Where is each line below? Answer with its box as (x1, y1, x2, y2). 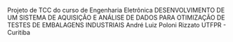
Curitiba (7, 28, 30, 36)
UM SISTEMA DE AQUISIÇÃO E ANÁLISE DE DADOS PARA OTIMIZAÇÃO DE (7, 13, 226, 22)
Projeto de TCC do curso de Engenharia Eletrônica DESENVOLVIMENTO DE (7, 6, 225, 14)
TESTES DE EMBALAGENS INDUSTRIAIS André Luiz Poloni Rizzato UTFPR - (7, 21, 227, 29)
